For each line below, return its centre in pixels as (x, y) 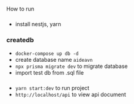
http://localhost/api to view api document (71, 95)
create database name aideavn (54, 60)
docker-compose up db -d (47, 54)
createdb (20, 40)
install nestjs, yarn (38, 24)
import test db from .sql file (50, 73)
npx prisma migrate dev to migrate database (71, 66)
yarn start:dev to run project (52, 88)
